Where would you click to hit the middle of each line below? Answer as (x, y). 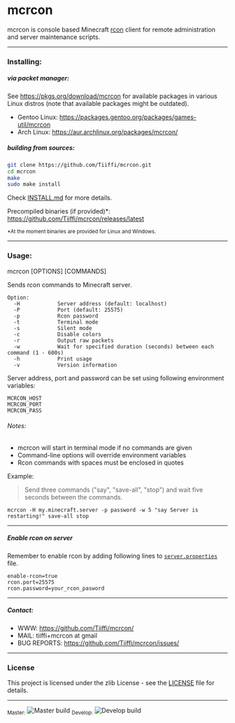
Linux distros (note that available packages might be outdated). (98, 103)
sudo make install (34, 184)
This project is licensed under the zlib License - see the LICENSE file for (111, 683)
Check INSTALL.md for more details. (60, 198)
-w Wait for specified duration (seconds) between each (114, 346)
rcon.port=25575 (31, 582)
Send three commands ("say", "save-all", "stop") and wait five (114, 490)
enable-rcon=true (33, 576)
